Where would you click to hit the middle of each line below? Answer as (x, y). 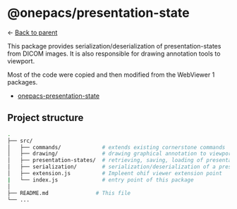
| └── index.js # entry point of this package (101, 180)
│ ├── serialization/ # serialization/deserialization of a (112, 167)
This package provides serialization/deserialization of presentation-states (114, 46)
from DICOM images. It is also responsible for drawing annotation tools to (114, 53)
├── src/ (20, 141)
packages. (23, 82)
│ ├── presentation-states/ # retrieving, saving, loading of (105, 160)
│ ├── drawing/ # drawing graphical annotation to (107, 154)
